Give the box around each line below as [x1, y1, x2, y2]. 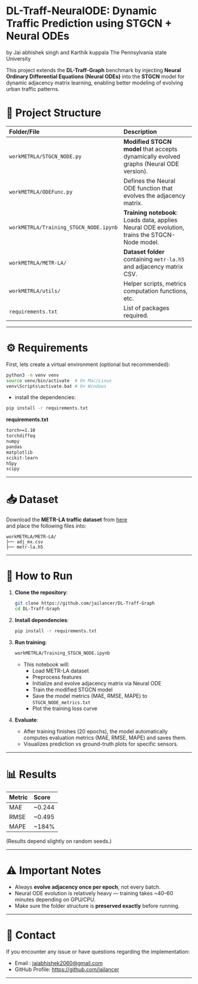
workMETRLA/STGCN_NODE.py [9, 153, 82, 160]
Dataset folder [123, 247, 165, 255]
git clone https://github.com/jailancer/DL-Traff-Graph [14, 600, 155, 607]
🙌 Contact [6, 928, 56, 941]
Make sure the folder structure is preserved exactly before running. [14, 902, 180, 909]
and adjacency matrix [123, 262, 183, 270]
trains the [123, 231, 150, 239]
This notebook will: [23, 661, 70, 668]
